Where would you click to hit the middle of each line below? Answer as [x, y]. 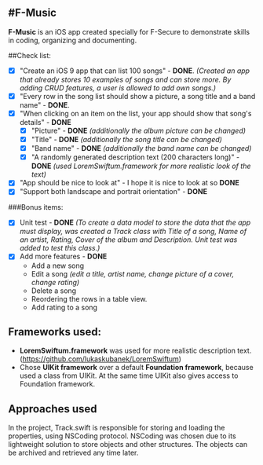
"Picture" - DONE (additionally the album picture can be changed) [138, 130]
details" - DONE [46, 122]
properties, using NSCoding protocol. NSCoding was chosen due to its [122, 436]
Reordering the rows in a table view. [89, 298]
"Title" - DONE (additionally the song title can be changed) [126, 140]
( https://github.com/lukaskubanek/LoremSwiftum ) [100, 359]
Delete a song [54, 291]
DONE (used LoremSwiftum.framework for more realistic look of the [141, 166]
